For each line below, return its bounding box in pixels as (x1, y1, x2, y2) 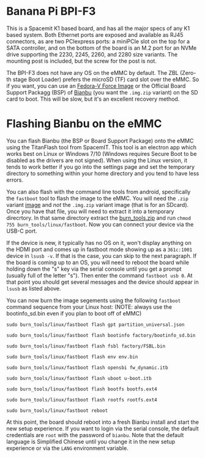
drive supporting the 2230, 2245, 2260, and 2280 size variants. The (6, 50, 178, 58)
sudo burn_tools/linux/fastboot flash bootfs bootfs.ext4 (6, 386, 157, 392)
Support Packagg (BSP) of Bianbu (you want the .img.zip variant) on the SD (6, 88, 198, 96)
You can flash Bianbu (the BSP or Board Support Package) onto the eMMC (6, 137, 194, 144)
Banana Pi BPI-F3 (6, 4, 96, 18)
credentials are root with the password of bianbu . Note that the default (6, 431, 184, 438)
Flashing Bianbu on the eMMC (6, 117, 162, 131)
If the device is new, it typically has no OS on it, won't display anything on (6, 239, 192, 246)
